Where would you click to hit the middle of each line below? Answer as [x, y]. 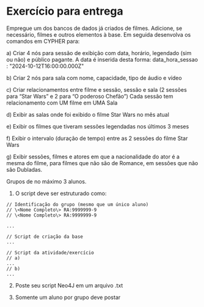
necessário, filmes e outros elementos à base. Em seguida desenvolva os [99, 34]
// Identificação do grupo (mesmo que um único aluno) [78, 204]
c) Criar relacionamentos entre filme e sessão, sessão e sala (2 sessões [97, 89]
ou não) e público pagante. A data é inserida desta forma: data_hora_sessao [102, 59]
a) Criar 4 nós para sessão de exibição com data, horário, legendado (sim [99, 53]
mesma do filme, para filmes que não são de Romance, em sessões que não [102, 163]
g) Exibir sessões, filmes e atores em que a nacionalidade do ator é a [93, 157]
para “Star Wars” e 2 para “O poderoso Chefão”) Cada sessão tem [90, 96]
